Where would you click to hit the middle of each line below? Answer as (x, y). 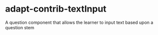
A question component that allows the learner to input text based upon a (79, 22)
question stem (20, 27)
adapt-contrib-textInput (56, 9)
